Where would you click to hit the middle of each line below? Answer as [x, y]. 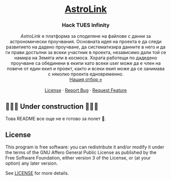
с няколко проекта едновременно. [86, 74]
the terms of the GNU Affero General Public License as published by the [81, 152]
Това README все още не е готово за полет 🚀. [56, 119]
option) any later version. [31, 163]
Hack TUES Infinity [86, 25]
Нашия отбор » [86, 80]
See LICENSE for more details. [37, 173]
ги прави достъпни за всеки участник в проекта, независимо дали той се [86, 53]
